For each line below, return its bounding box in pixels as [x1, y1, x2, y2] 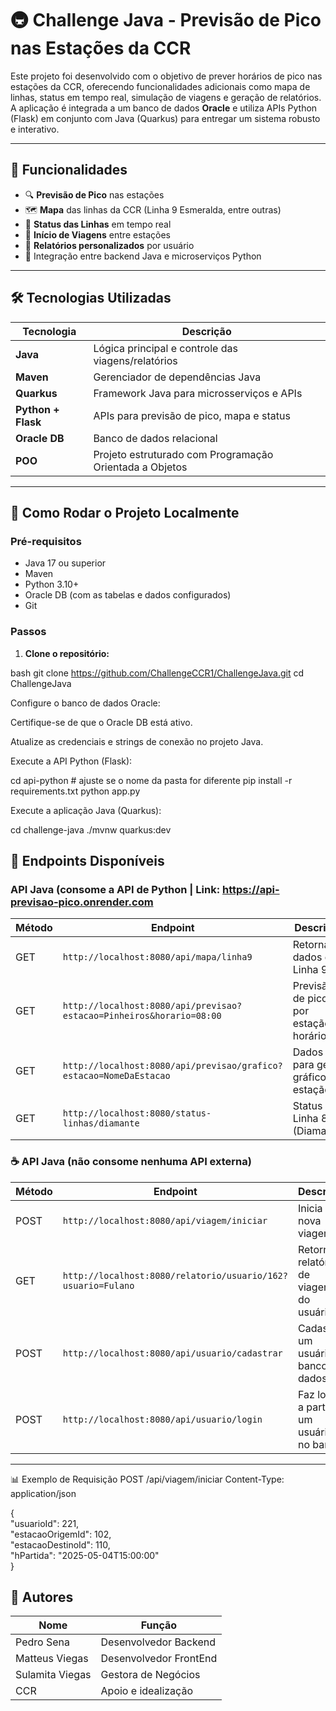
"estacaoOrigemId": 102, [10, 1528, 112, 1540]
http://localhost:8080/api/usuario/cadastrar [62, 1347, 283, 1359]
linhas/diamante [62, 1118, 140, 1129]
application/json [10, 1487, 77, 1499]
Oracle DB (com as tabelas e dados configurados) [24, 589, 232, 601]
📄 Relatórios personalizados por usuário [24, 239, 195, 251]
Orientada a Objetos [93, 460, 188, 474]
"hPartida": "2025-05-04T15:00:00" [10, 1549, 160, 1561]
